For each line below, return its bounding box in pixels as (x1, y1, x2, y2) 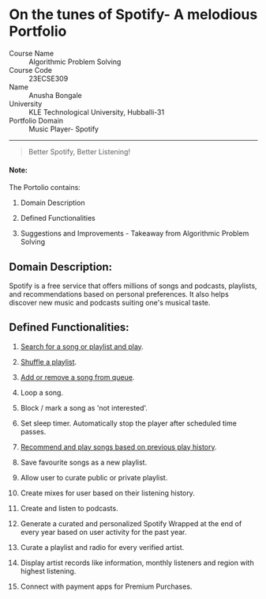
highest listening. (20, 566, 77, 575)
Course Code (9, 65, 53, 74)
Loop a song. (20, 388, 64, 397)
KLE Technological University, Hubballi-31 (28, 107, 165, 116)
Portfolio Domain (9, 116, 64, 125)
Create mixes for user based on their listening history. (20, 488, 196, 498)
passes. (20, 427, 47, 436)
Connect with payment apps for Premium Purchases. (20, 582, 193, 591)
